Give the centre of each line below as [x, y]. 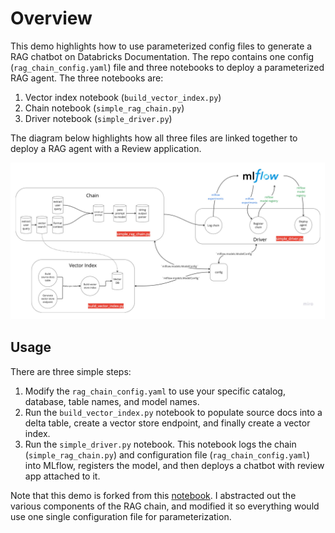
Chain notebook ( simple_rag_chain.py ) [104, 108]
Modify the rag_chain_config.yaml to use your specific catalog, [155, 391]
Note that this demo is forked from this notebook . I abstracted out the [153, 495]
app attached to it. [62, 476]
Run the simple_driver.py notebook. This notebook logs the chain [160, 444]
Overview [51, 18]
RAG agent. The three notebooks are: [87, 78]
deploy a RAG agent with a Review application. [106, 148]
